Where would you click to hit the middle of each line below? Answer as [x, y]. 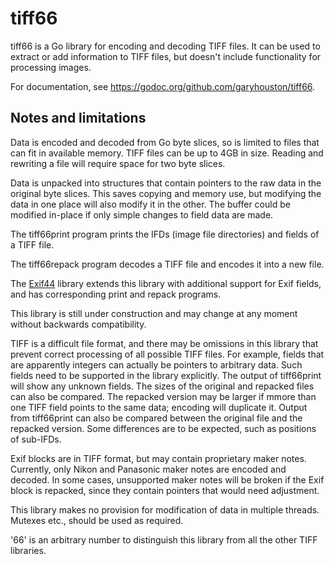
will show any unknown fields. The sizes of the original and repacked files [162, 386]
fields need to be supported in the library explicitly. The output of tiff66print [166, 375]
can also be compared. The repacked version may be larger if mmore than [163, 396]
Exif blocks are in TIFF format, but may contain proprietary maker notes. [158, 458]
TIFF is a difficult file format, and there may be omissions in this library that [164, 343]
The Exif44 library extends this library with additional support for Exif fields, [166, 283]
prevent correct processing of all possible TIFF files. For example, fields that [167, 354]
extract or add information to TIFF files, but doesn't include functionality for [166, 56]
